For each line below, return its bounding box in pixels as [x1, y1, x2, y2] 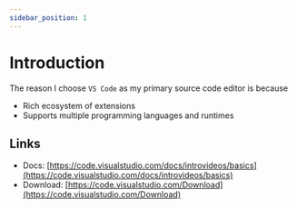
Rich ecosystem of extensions [22, 100, 136, 111]
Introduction [9, 52, 105, 73]
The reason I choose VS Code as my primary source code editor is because [9, 83, 289, 94]
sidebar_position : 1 [9, 13, 88, 23]
